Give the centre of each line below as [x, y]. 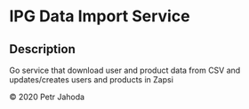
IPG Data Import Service [100, 16]
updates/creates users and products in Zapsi [91, 80]
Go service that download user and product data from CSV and [125, 70]
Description [42, 49]
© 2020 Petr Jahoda [47, 97]
